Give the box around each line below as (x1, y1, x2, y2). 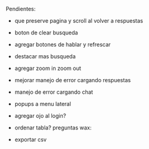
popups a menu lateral (14, 101, 71, 107)
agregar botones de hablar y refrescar (14, 41, 111, 48)
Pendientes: (5, 6, 36, 12)
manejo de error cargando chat (14, 88, 93, 96)
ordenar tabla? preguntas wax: (14, 124, 92, 131)
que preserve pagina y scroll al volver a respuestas (14, 17, 144, 24)
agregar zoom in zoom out (14, 64, 81, 72)
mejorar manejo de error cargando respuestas (14, 77, 131, 83)
